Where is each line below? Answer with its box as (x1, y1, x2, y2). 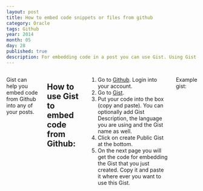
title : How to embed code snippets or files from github (6, 15, 153, 21)
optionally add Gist (98, 108, 145, 115)
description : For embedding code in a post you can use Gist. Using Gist (6, 54, 197, 60)
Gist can (6, 76, 27, 83)
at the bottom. (98, 140, 133, 147)
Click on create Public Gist (98, 134, 164, 141)
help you (6, 82, 28, 90)
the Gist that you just (98, 159, 150, 167)
